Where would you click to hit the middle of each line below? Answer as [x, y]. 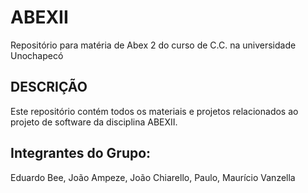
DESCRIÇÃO [49, 87]
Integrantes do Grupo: [81, 153]
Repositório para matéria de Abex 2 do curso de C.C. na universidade [153, 45]
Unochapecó [37, 55]
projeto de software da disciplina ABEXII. [94, 122]
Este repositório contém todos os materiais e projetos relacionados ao [154, 111]
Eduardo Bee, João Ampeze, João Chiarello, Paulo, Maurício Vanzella [153, 177]
